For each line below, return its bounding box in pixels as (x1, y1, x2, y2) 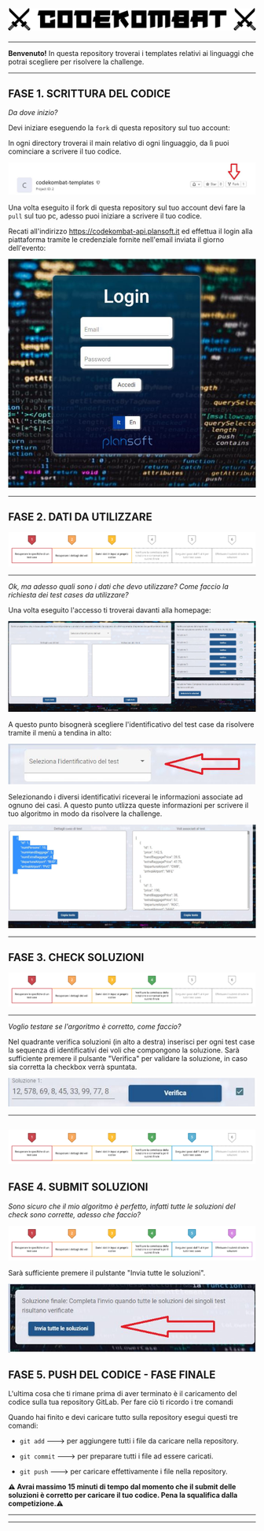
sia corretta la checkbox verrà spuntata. (8, 1062, 137, 1072)
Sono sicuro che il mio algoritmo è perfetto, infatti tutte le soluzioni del (8, 1201, 236, 1211)
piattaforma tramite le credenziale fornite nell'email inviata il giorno (8, 234, 225, 244)
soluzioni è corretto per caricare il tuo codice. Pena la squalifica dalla (8, 1491, 238, 1500)
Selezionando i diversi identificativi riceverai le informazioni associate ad (8, 792, 244, 801)
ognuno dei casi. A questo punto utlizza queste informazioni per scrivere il (8, 800, 249, 810)
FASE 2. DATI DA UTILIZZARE (8, 510, 152, 524)
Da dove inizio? (8, 108, 58, 117)
